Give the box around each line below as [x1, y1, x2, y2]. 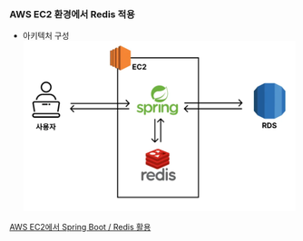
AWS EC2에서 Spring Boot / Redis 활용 [9, 221, 151, 232]
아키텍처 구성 [22, 30, 70, 42]
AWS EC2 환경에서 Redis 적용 [9, 7, 135, 20]
